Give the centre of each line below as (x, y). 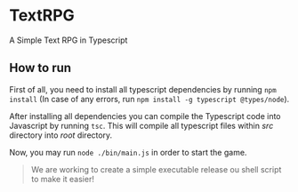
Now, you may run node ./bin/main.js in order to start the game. (128, 152)
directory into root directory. (61, 135)
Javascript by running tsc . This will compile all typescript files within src (141, 125)
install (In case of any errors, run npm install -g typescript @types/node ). (149, 99)
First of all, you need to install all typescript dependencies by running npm (143, 89)
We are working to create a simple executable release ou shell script (156, 169)
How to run (40, 68)
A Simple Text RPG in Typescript (68, 40)
